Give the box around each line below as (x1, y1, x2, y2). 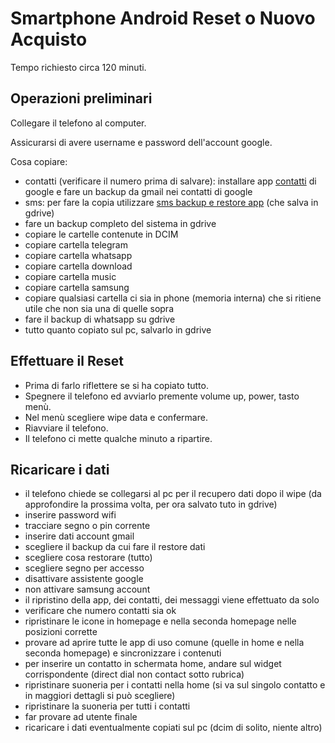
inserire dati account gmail (24, 530, 135, 542)
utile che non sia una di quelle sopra (24, 302, 174, 314)
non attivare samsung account (24, 583, 151, 596)
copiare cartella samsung (24, 281, 130, 293)
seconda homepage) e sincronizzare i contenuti (24, 647, 222, 659)
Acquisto (10, 28, 88, 51)
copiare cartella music (24, 270, 117, 282)
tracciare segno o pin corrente (24, 520, 151, 532)
